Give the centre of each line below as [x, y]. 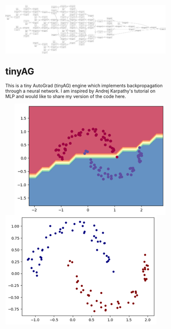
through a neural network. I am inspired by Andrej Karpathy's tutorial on [80, 91]
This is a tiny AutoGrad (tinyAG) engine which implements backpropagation [84, 86]
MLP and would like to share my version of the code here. [66, 96]
